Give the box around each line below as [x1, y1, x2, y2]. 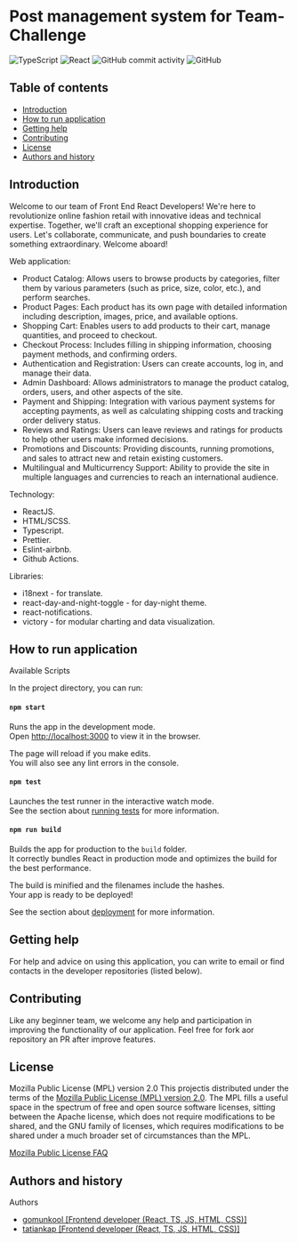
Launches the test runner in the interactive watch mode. [9, 795, 215, 806]
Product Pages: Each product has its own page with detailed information [21, 301, 287, 312]
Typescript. [21, 525, 64, 536]
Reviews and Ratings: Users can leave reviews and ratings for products [21, 424, 283, 435]
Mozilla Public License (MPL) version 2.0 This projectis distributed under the [9, 1083, 289, 1094]
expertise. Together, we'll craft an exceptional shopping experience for [9, 220, 269, 230]
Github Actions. [21, 553, 79, 564]
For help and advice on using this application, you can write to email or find [9, 956, 285, 966]
